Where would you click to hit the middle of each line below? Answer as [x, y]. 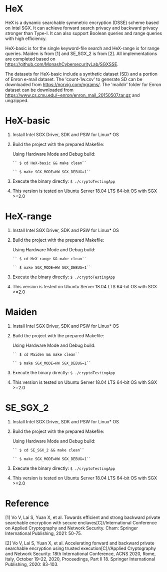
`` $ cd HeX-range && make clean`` [49, 259]
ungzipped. [17, 100]
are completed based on [30, 59]
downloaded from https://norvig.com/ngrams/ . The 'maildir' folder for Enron [83, 84]
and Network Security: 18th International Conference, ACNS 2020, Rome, [80, 553]
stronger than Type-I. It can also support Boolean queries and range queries [84, 33]
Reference [27, 503]
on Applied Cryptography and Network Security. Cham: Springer [72, 528]
